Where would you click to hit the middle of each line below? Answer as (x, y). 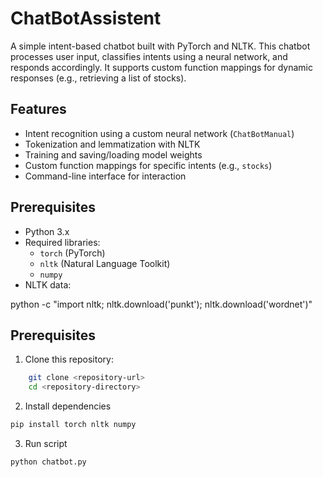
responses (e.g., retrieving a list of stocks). (98, 78)
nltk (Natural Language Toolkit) (105, 263)
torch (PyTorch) (72, 253)
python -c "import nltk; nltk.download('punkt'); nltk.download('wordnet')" (161, 304)
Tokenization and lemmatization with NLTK (112, 144)
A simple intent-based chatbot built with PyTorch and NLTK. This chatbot (160, 46)
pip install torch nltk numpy (73, 425)
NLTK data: (48, 284)
